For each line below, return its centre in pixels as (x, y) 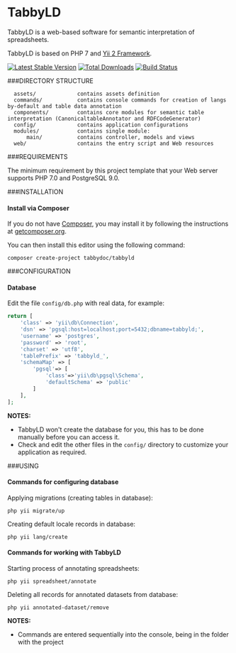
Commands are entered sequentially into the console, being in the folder (123, 635)
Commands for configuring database (63, 482)
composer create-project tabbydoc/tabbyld (71, 258)
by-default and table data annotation (64, 106)
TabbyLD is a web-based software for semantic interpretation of (101, 32)
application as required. (52, 452)
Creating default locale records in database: (72, 524)
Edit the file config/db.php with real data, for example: (86, 303)
